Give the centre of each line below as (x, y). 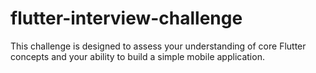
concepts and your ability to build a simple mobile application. (137, 56)
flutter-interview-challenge (126, 18)
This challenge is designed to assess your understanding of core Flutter (158, 46)
